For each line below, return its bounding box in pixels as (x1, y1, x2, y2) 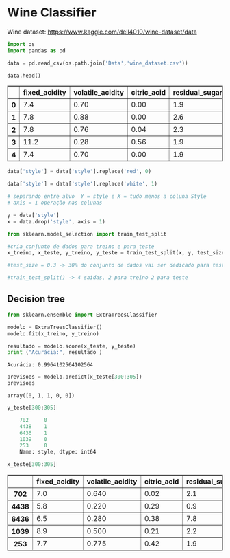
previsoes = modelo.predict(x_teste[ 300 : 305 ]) (7, 373, 142, 381)
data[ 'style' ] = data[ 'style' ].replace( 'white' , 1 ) (7, 181, 157, 188)
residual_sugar (172, 88, 222, 98)
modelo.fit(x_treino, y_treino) (7, 330, 99, 337)
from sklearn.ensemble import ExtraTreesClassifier (7, 311, 157, 318)
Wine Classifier (7, 5, 97, 21)
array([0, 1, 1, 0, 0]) (7, 392, 75, 399)
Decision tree (7, 293, 65, 305)
